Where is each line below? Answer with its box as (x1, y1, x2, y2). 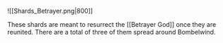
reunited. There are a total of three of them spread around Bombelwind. (7, 28, 216, 36)
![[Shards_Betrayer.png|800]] (7, 7, 93, 15)
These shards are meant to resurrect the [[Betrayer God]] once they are (7, 20, 217, 28)
